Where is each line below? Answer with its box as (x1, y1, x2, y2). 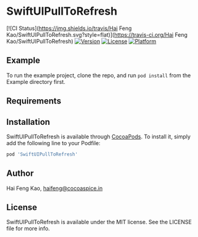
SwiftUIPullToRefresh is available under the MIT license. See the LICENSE (6, 219, 192, 226)
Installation (6, 116, 50, 127)
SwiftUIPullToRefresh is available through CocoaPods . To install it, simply (6, 133, 191, 140)
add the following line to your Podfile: (6, 139, 101, 146)
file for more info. (6, 225, 50, 232)
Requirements (6, 96, 61, 107)
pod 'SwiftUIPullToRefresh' (6, 151, 78, 157)
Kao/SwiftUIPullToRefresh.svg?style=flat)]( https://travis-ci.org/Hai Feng (6, 31, 188, 38)
